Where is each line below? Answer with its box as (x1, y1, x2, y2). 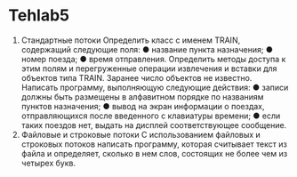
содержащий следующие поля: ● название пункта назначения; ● (20, 44, 273, 54)
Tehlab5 (8, 5, 70, 26)
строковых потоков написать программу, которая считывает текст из (20, 139, 288, 149)
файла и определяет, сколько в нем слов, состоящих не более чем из (20, 148, 288, 158)
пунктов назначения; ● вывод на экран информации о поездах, (20, 101, 265, 111)
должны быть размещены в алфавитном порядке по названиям (20, 91, 264, 102)
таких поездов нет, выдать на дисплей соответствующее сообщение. (20, 119, 287, 130)
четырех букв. (20, 157, 76, 168)
